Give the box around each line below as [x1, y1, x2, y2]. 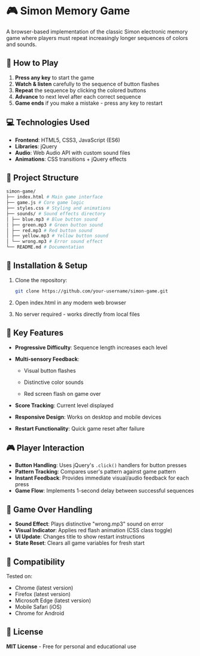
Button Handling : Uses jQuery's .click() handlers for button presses [14, 462, 187, 469]
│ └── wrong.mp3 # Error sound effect [6, 239, 103, 245]
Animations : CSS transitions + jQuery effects [14, 155, 127, 163]
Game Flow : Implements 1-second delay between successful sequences [14, 487, 195, 495]
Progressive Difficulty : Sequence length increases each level [14, 344, 168, 351]
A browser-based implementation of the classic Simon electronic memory [6, 28, 188, 35]
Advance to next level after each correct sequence [14, 93, 141, 100]
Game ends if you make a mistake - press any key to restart [14, 99, 163, 106]
